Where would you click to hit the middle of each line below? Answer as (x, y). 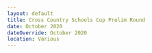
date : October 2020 (35, 26)
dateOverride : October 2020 (47, 33)
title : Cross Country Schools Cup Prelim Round (76, 20)
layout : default (30, 13)
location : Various (33, 39)
